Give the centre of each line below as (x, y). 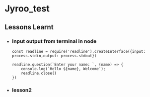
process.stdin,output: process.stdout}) (54, 56)
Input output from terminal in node (54, 41)
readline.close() (39, 73)
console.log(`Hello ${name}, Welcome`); (63, 69)
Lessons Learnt (29, 27)
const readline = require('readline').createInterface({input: (79, 51)
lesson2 (22, 90)
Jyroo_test (27, 9)
